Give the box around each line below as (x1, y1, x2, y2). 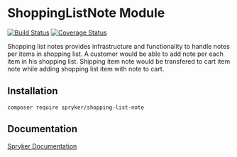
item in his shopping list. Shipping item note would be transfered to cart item (7, 57, 231, 65)
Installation (7, 85, 58, 97)
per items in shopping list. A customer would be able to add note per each (7, 50, 224, 58)
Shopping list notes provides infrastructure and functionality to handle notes (7, 42, 231, 50)
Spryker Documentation (7, 141, 77, 150)
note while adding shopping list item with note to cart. (7, 64, 165, 73)
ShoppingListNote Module (7, 5, 165, 21)
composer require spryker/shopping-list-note (7, 104, 144, 111)
